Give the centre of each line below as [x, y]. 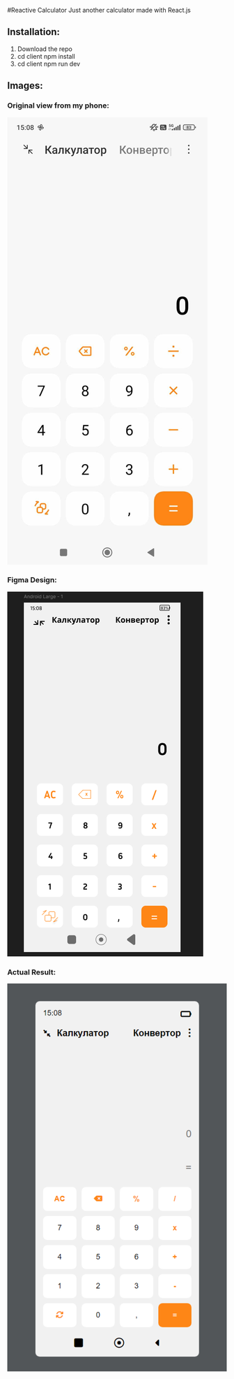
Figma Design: [32, 580]
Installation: [34, 32]
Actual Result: [32, 972]
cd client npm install [46, 56]
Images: [25, 86]
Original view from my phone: [58, 106]
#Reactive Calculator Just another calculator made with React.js [99, 10]
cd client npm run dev [49, 64]
